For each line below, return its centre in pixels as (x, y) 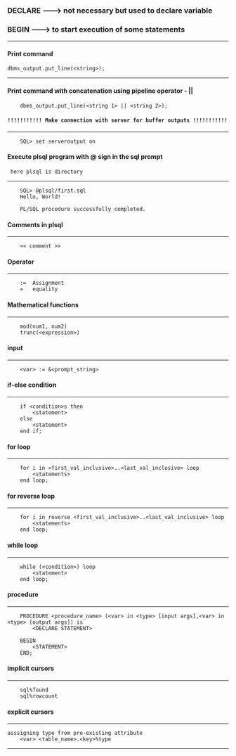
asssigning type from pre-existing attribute (75, 733)
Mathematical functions (43, 305)
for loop (19, 447)
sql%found (34, 690)
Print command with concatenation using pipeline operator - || (100, 91)
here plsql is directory (46, 172)
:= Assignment (42, 283)
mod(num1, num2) (44, 326)
